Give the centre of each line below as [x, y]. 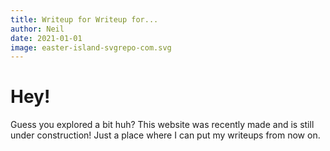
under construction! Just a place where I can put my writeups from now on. [165, 135]
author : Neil [37, 29]
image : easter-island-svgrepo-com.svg [91, 47]
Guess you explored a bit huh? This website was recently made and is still [162, 125]
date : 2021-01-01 [46, 38]
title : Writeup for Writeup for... [84, 19]
